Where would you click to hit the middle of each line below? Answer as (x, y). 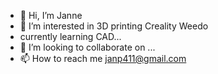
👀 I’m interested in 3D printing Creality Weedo (114, 26)
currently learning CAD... (70, 36)
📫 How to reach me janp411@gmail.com (103, 58)
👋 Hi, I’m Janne (51, 15)
